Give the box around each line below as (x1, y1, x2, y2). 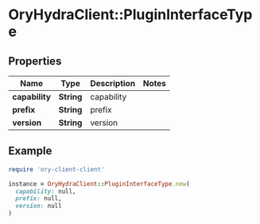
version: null (15, 202, 62, 210)
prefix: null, (15, 195, 62, 202)
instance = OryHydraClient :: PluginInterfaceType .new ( (8, 179, 191, 188)
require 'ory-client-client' (8, 165, 105, 173)
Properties (8, 54, 62, 68)
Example (8, 144, 52, 158)
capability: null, (15, 187, 77, 195)
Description (90, 78, 136, 88)
